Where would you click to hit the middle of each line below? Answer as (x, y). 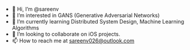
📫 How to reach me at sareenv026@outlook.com (73, 41)
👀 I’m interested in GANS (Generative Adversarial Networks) (86, 15)
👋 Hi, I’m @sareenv (35, 9)
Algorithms (25, 28)
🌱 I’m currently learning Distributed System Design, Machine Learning (98, 21)
